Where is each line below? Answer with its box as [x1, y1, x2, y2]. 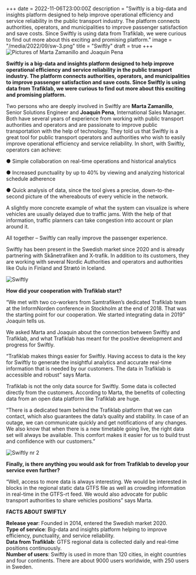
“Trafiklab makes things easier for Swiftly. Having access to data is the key [6, 352, 186, 359]
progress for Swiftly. [6, 341, 55, 348]
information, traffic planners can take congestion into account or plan [6, 217, 174, 224]
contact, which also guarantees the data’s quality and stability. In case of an [6, 413, 189, 419]
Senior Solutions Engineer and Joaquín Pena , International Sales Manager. [6, 109, 186, 116]
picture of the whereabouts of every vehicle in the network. [25, 193, 169, 200]
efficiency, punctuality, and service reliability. [6, 532, 115, 539]
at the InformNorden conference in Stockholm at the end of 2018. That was [6, 305, 187, 312]
